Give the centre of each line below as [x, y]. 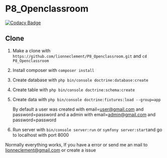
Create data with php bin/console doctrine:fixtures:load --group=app [87, 99]
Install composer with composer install [53, 70]
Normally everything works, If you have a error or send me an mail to [76, 144]
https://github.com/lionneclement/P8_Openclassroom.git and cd [80, 56]
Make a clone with [31, 50]
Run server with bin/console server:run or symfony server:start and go [87, 129]
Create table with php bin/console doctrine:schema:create [74, 90]
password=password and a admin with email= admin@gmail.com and [84, 114]
